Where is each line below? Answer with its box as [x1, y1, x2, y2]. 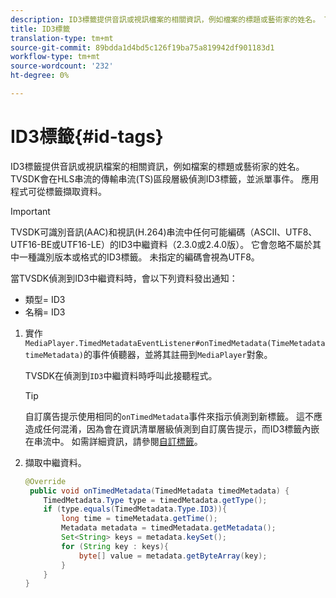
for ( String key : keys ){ [61, 541, 169, 551]
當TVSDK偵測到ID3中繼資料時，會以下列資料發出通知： [10, 272, 238, 284]
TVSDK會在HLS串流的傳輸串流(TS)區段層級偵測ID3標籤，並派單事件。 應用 [10, 172, 320, 185]
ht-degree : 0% [10, 71, 70, 81]
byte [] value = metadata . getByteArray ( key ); [78, 551, 268, 561]
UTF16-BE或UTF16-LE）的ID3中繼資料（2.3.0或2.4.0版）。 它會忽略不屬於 [10, 238, 313, 250]
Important [10, 205, 51, 217]
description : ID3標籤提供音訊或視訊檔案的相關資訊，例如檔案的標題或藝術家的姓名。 [10, 14, 321, 25]
